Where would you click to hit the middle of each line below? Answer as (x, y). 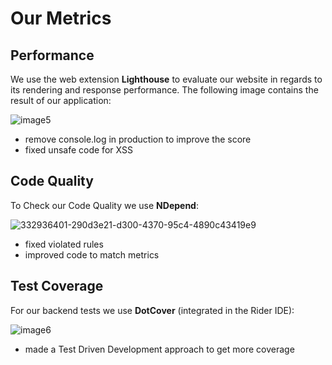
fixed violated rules (64, 244)
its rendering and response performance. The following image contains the (164, 90)
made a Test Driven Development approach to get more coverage (159, 349)
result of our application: (61, 100)
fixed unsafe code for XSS (78, 150)
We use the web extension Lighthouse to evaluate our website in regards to (166, 79)
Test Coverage (57, 286)
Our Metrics (61, 18)
